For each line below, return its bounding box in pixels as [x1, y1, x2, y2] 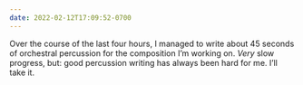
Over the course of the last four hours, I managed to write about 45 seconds [9, 38, 295, 49]
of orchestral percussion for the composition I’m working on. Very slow [9, 47, 275, 59]
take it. [9, 67, 34, 78]
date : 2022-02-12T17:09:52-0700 [9, 13, 132, 23]
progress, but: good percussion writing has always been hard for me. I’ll [9, 57, 279, 68]
